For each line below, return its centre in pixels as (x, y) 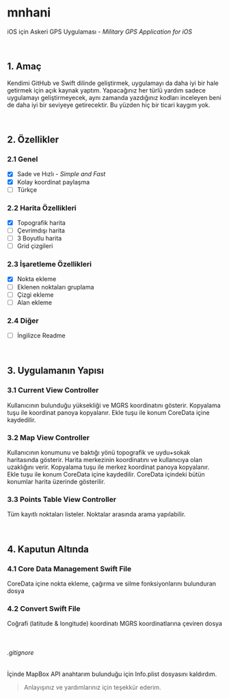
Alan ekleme (35, 302)
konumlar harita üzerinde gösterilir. (56, 482)
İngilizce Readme (41, 336)
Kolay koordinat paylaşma (53, 182)
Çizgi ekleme (35, 294)
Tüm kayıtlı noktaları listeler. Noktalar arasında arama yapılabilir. (96, 514)
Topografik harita (41, 222)
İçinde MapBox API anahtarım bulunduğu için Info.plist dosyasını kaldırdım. (112, 674)
